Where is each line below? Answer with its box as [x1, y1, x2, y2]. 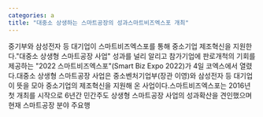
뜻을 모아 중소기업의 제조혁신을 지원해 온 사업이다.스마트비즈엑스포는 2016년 [16, 80, 251, 90]
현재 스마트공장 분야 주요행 [8, 100, 91, 110]
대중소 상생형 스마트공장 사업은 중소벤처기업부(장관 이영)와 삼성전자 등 [16, 71, 232, 80]
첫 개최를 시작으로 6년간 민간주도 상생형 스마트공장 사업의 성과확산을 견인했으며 [8, 90, 252, 100]
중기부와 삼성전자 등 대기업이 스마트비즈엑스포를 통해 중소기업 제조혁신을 [8, 41, 232, 51]
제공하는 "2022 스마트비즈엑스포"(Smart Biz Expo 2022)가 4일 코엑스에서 [8, 60, 238, 71]
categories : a [8, 11, 55, 20]
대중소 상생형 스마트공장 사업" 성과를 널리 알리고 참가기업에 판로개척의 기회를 [19, 51, 256, 60]
